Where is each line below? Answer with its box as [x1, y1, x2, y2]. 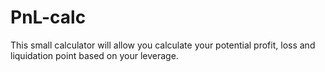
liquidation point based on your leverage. [10, 49, 179, 61]
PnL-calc [10, 6, 87, 29]
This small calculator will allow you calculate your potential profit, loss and [10, 39, 316, 51]
